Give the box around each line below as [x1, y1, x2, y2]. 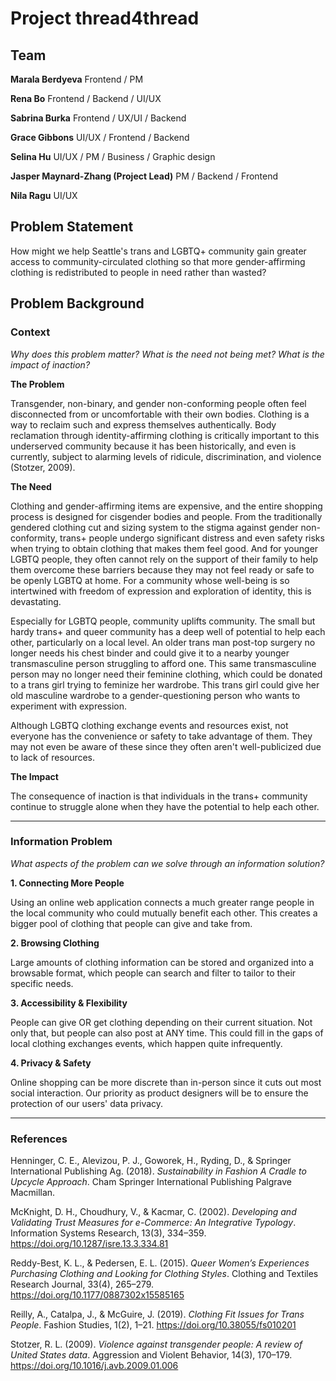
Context [10, 325, 51, 339]
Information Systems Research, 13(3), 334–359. [10, 1227, 207, 1239]
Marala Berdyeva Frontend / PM [10, 73, 144, 85]
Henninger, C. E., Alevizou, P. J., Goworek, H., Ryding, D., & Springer [10, 1155, 292, 1167]
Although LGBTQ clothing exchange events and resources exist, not [10, 719, 289, 731]
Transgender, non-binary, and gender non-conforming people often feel [10, 397, 307, 409]
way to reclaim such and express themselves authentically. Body [10, 418, 277, 431]
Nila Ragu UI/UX [10, 190, 78, 201]
